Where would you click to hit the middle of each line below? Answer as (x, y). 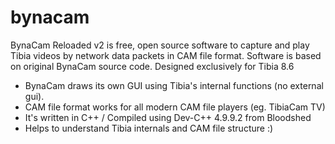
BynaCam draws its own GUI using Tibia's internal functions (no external (174, 85)
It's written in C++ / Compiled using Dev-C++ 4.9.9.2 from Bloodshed (168, 117)
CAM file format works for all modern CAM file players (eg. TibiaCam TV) (175, 107)
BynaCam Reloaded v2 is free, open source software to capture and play (160, 45)
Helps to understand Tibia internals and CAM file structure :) (149, 128)
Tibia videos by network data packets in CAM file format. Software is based (166, 55)
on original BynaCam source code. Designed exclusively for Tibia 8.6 (152, 66)
